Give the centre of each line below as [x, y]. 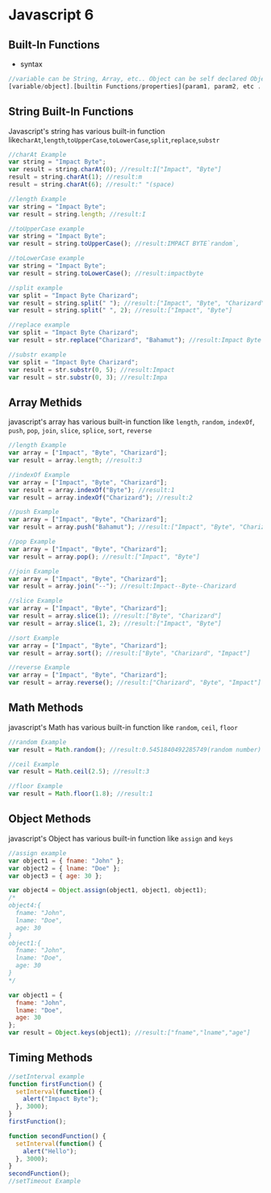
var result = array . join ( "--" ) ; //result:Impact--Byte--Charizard [122, 586]
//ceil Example [34, 764]
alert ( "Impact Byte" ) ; [61, 1099]
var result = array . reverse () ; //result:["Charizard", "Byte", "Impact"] [135, 683]
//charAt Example [38, 154]
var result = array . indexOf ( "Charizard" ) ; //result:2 [101, 497]
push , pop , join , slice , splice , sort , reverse [80, 431]
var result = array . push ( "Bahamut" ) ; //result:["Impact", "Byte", [122, 527]
